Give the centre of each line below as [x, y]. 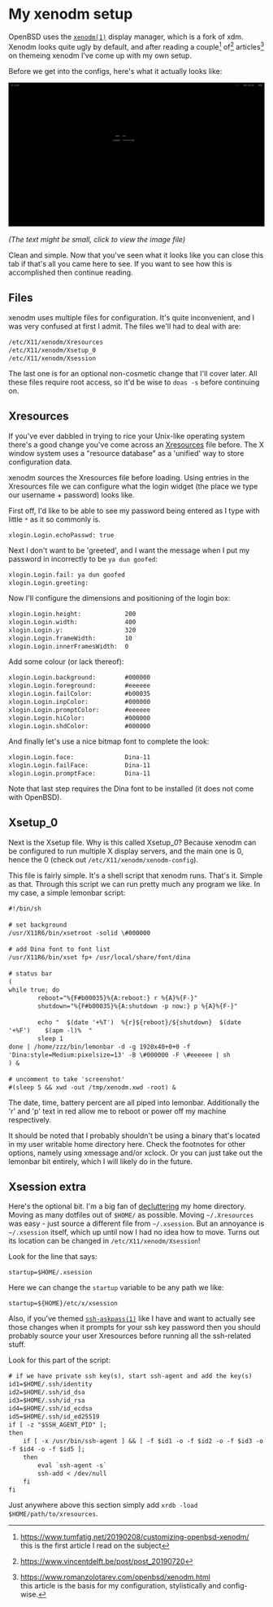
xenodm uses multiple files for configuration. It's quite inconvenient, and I [131, 317]
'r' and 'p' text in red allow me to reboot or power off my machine [117, 1111]
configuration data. [40, 462]
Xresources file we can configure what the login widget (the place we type [133, 486]
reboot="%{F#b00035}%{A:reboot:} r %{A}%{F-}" [118, 998]
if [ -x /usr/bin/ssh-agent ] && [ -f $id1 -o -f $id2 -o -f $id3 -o [143, 1441]
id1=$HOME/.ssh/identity [50, 1384]
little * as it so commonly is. [55, 519]
